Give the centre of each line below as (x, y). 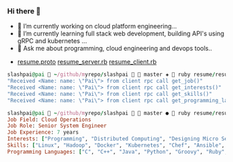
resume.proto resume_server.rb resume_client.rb (87, 62)
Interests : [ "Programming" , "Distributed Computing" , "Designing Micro (113, 139)
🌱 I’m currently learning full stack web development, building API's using (121, 33)
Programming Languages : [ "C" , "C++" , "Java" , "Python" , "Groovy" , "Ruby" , (118, 152)
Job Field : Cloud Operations (49, 120)
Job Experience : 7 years (43, 132)
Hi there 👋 (24, 11)
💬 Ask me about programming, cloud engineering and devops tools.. (115, 49)
